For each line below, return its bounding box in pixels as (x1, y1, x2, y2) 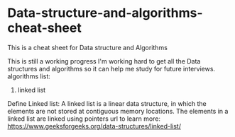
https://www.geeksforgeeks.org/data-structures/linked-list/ (7, 121, 181, 130)
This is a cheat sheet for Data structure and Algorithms (7, 43, 168, 52)
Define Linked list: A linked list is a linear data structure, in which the (7, 99, 207, 107)
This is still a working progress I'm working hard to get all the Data (7, 56, 201, 65)
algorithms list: (7, 72, 51, 81)
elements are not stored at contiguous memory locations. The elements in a (7, 107, 229, 115)
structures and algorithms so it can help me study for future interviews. (7, 64, 215, 73)
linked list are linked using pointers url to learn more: (7, 114, 161, 123)
